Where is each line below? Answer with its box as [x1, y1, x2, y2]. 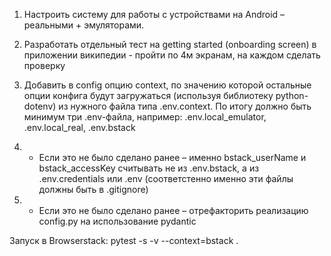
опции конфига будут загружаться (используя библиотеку [23, 90, 274, 101]
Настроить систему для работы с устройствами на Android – [23, 9, 286, 20]
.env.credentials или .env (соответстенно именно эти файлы [38, 173, 294, 184]
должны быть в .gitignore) [38, 184, 149, 195]
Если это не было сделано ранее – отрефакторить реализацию [38, 205, 309, 216]
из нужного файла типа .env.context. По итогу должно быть [58, 100, 312, 112]
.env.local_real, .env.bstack [23, 122, 136, 133]
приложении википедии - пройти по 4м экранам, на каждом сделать [23, 49, 321, 61]
